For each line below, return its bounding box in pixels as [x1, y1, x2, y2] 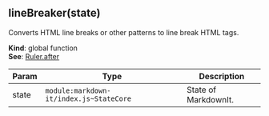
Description [199, 70, 245, 82]
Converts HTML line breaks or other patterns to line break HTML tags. [8, 27, 239, 37]
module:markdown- [45, 86, 111, 95]
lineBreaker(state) [8, 6, 101, 20]
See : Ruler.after [8, 51, 60, 61]
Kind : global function [8, 43, 78, 53]
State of [187, 84, 217, 95]
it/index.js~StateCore [45, 94, 132, 103]
